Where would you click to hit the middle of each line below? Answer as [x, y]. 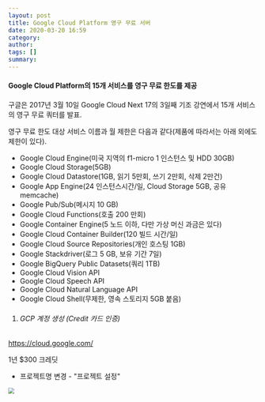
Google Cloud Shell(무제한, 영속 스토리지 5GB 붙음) [100, 299]
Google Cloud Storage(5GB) [65, 167]
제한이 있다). [28, 141]
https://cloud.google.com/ [51, 344]
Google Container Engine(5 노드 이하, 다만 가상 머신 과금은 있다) [121, 224]
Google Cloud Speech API [62, 281]
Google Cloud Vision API [60, 272]
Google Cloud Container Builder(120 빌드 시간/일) [99, 235]
